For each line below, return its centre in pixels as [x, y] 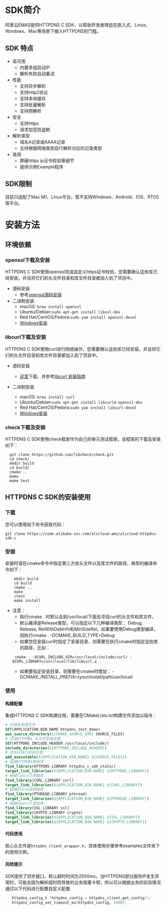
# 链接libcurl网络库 [24, 775]
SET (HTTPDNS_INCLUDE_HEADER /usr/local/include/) [57, 743]
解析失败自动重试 [37, 74]
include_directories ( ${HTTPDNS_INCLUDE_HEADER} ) [56, 748]
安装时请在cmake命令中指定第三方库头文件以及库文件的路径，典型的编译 [79, 563]
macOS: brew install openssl [50, 306]
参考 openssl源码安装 [41, 295]
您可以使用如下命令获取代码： [35, 524]
